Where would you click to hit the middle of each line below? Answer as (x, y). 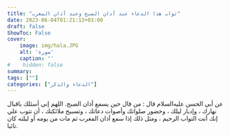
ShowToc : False (29, 33)
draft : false (26, 26)
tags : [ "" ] (23, 78)
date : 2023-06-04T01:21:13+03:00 (55, 20)
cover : (17, 39)
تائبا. (13, 126)
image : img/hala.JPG (49, 46)
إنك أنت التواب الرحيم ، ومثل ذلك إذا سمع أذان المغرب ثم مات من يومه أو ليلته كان (113, 119)
